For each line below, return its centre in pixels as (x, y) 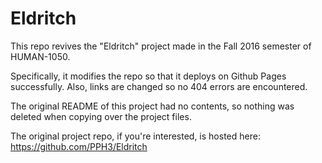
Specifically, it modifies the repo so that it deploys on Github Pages (148, 76)
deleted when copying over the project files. (101, 116)
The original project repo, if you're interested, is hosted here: (135, 136)
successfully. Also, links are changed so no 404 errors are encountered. (159, 86)
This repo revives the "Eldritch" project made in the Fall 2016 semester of (161, 46)
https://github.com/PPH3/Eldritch (79, 146)
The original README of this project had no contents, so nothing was (152, 106)
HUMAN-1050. (40, 56)
